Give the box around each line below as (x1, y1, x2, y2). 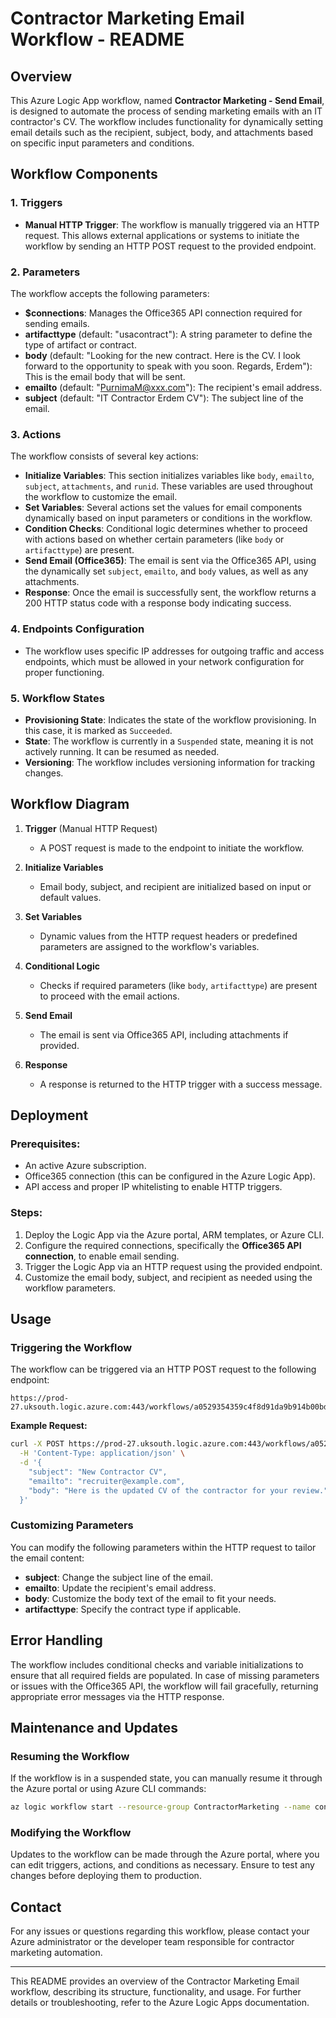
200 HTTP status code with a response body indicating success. (24, 597, 292, 609)
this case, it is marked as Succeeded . (24, 724, 173, 736)
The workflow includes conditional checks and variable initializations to (10, 1658, 304, 1671)
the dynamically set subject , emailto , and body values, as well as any (24, 565, 309, 577)
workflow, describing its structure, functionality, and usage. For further (10, 1986, 302, 1998)
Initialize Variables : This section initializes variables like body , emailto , (24, 470, 315, 482)
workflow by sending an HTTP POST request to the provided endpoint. (24, 240, 317, 252)
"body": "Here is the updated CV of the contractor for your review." (28, 1485, 329, 1496)
